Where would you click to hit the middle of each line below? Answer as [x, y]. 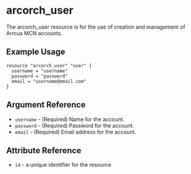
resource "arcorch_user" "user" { [49, 66]
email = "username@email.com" [49, 81]
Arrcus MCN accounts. [34, 33]
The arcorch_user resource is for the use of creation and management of [96, 27]
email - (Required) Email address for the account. [75, 132]
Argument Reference [46, 105]
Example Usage [36, 52]
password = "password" [40, 76]
